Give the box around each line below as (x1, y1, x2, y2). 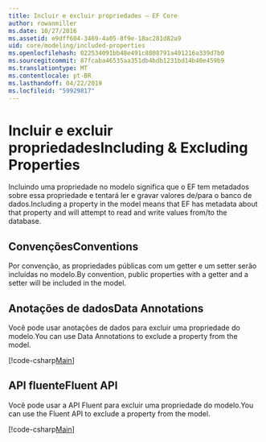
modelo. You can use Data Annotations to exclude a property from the (8, 331, 239, 341)
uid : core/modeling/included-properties (8, 42, 146, 50)
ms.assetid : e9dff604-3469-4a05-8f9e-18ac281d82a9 (8, 34, 182, 43)
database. (8, 217, 42, 226)
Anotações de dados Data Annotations (8, 301, 204, 315)
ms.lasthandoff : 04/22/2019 (8, 79, 103, 87)
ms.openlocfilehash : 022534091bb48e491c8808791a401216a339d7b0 (8, 49, 225, 57)
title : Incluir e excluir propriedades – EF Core (8, 11, 178, 20)
